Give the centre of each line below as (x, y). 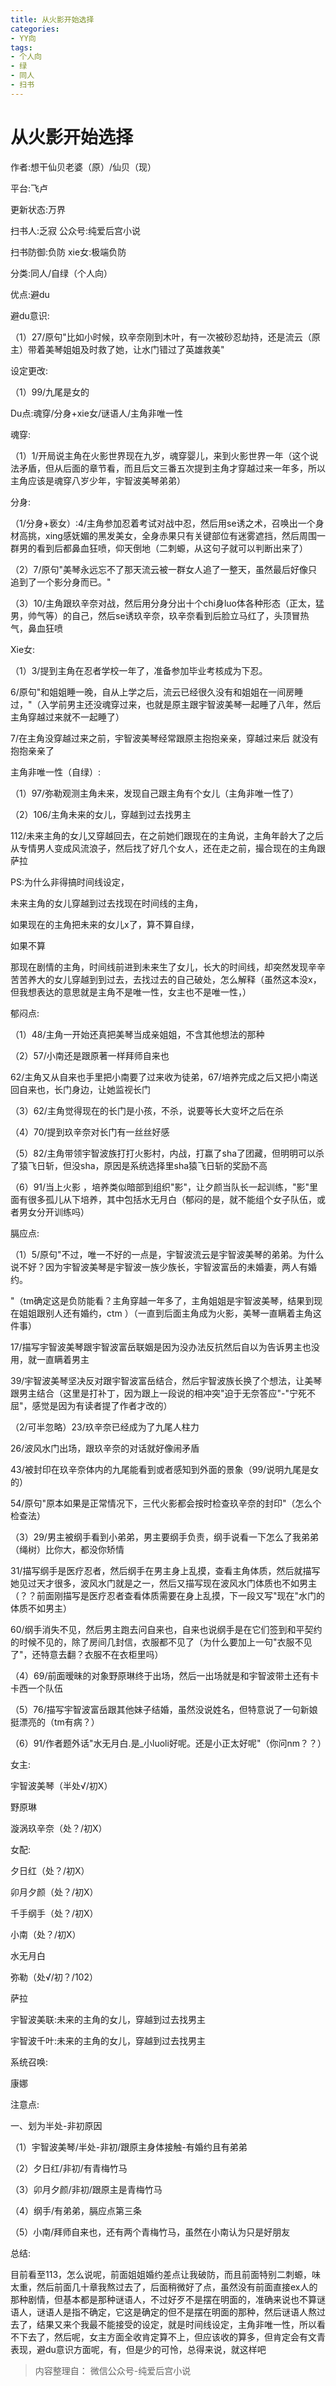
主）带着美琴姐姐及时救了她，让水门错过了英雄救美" (117, 349)
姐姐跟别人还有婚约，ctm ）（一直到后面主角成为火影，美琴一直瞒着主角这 (170, 1313)
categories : (35, 29)
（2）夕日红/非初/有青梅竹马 (69, 2168)
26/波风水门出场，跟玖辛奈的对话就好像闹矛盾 (105, 1448)
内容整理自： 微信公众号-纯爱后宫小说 (113, 2370)
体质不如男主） (41, 1608)
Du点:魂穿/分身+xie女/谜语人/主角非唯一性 (97, 413)
